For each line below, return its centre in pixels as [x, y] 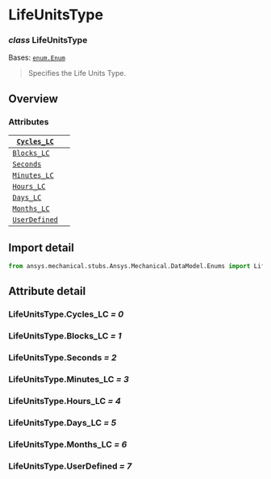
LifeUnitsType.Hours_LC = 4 [65, 401]
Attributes [29, 121]
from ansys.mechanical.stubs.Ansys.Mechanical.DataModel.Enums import [129, 266]
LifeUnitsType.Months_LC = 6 [68, 444]
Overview [33, 99]
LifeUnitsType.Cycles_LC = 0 [66, 314]
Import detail [41, 248]
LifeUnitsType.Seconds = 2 [63, 358]
